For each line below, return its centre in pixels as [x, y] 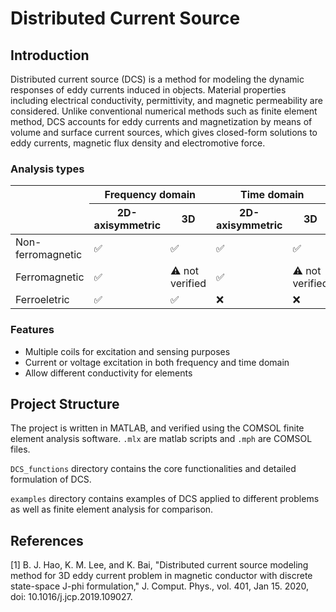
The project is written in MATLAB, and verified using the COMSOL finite [157, 428]
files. [20, 449]
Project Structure [65, 403]
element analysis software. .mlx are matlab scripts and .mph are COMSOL [161, 439]
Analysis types [47, 169]
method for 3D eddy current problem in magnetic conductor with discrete [161, 576]
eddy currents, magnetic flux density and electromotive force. [138, 143]
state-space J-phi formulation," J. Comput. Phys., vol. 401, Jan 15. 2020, [160, 586]
